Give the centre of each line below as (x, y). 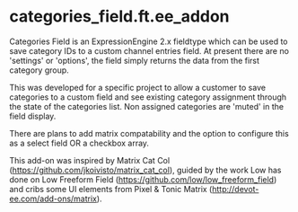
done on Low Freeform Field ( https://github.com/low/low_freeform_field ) (143, 179)
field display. (33, 116)
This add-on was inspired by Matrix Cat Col (90, 160)
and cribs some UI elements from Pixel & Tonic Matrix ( (111, 189)
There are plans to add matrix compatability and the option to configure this (149, 133)
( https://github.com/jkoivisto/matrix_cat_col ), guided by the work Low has (145, 170)
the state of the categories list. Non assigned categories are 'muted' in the (147, 106)
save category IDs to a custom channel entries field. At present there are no (149, 50)
